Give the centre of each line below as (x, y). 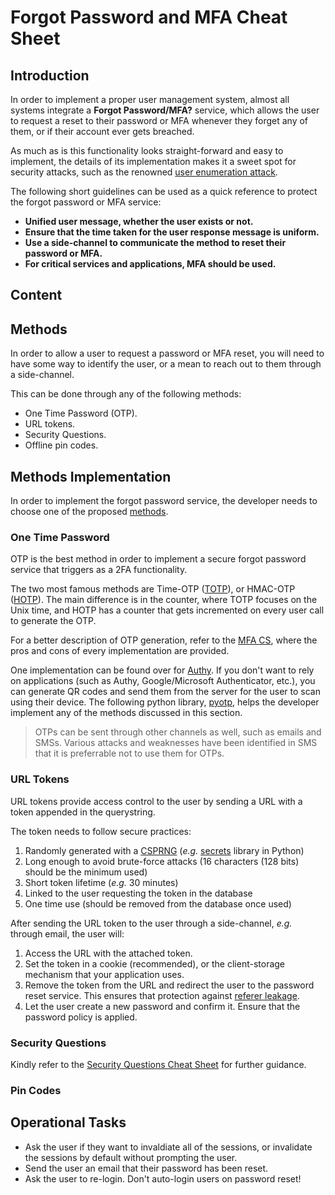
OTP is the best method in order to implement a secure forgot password (158, 559)
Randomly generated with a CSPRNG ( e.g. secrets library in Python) (164, 850)
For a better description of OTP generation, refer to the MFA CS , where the (164, 640)
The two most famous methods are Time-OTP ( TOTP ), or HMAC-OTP (153, 589)
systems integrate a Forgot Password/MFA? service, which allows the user (165, 110)
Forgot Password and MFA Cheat (149, 17)
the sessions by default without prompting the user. (131, 1157)
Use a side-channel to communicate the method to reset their (155, 242)
